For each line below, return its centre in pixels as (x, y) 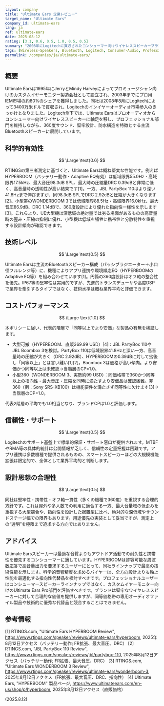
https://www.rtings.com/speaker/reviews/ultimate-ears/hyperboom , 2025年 (81, 637)
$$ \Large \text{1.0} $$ (82, 317)
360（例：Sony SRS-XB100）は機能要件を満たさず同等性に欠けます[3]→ (85, 387)
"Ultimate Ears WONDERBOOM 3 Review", (48, 666)
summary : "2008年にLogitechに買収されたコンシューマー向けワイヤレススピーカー (78, 46)
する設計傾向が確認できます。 (35, 225)
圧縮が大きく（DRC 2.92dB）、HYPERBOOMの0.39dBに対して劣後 (91, 356)
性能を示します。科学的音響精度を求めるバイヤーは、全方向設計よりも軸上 (84, 572)
